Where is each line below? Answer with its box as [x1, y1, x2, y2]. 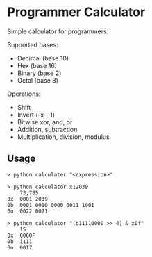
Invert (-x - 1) [17, 110, 56, 119]
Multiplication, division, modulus [17, 133, 110, 141]
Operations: [7, 90, 41, 98]
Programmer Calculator [7, 4, 146, 20]
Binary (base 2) [17, 69, 62, 77]
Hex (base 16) [17, 61, 58, 69]
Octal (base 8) [17, 76, 59, 84]
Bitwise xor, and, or [17, 117, 73, 126]
